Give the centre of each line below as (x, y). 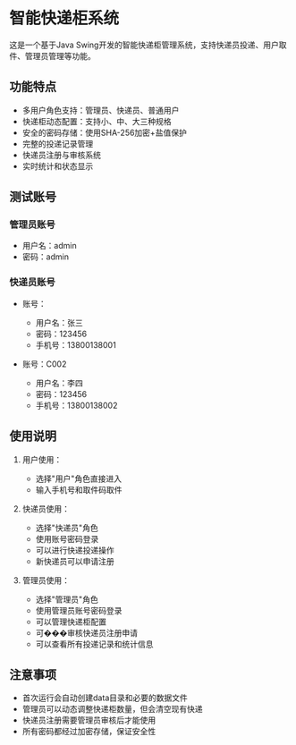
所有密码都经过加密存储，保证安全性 (89, 732)
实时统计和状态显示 (58, 165)
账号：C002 (44, 364)
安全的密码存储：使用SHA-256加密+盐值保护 (105, 132)
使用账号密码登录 (67, 538)
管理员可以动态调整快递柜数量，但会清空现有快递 (112, 709)
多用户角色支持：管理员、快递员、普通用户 (101, 110)
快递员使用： (46, 508)
